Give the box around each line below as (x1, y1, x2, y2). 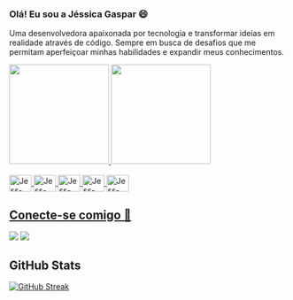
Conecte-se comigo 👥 (9, 207, 132, 222)
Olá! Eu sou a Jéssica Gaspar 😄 (9, 8, 149, 20)
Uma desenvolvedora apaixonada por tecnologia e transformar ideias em (9, 28, 275, 39)
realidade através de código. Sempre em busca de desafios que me (9, 37, 257, 48)
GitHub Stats (9, 258, 81, 273)
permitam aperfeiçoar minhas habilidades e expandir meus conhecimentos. (9, 47, 285, 58)
